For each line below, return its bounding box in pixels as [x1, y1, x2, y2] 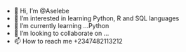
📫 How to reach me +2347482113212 [13, 37, 123, 45]
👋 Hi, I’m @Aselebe [13, 7, 70, 15]
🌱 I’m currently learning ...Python [13, 22, 109, 30]
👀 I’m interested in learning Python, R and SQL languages [13, 14, 180, 22]
